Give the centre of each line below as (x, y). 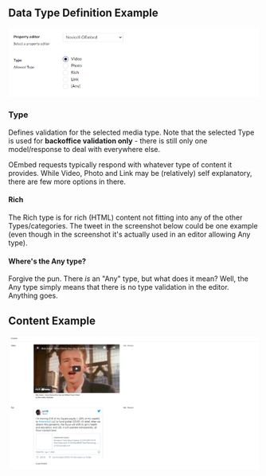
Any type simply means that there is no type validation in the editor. (119, 287)
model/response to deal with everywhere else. (84, 149)
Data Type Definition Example (84, 13)
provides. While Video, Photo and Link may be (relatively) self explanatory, (130, 173)
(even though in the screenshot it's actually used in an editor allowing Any (129, 234)
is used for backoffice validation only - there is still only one (108, 140)
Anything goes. (33, 296)
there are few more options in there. (67, 181)
